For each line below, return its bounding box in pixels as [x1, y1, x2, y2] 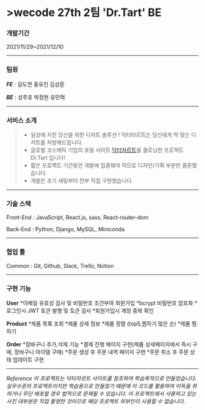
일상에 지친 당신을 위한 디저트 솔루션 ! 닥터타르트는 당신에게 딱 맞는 [30, 131, 190, 138]
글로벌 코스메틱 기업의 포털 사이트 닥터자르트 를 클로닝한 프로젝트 [30, 146, 184, 154]
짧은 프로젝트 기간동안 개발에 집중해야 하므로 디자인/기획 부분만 [30, 162, 181, 169]
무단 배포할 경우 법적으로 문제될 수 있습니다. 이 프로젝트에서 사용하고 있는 [22, 390, 197, 397]
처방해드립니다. [46, 139, 84, 146]
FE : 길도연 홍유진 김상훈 [6, 80, 65, 88]
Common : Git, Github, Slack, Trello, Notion [6, 262, 114, 269]
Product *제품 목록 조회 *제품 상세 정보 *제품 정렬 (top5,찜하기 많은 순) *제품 [6, 319, 190, 327]
